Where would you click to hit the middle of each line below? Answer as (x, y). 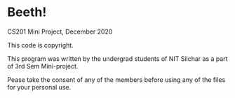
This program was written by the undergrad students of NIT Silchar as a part (117, 58)
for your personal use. (39, 87)
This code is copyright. (40, 45)
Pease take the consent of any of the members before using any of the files (116, 79)
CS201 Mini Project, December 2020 (60, 31)
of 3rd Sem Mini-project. (43, 66)
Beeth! (27, 12)
